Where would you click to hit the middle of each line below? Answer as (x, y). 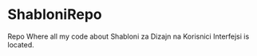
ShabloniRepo (55, 15)
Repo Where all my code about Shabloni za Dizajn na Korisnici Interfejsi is (128, 36)
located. (21, 44)
